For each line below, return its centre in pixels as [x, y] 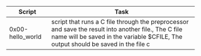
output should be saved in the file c [100, 44]
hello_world [25, 37]
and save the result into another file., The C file [117, 29]
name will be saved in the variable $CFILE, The [117, 37]
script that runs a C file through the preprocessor [120, 22]
